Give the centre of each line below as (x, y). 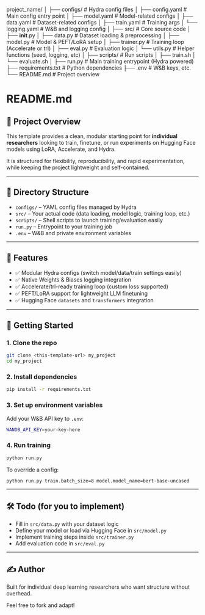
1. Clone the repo (32, 343)
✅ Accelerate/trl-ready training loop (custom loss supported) (92, 286)
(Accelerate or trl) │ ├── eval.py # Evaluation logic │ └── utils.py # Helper (100, 48)
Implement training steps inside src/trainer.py (74, 537)
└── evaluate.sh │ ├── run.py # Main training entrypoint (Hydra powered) (100, 61)
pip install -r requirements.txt (49, 390)
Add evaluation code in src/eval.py (60, 544)
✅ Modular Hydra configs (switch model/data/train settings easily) (98, 272)
